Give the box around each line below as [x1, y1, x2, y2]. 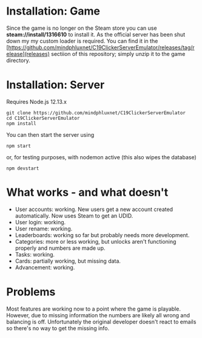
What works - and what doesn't [6, 185, 169, 199]
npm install [6, 120, 36, 126]
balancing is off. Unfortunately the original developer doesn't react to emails [6, 318, 197, 325]
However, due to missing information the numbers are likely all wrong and [6, 311, 190, 319]
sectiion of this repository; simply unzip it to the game [51, 50, 186, 57]
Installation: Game [6, 4, 100, 18]
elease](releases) [6, 50, 50, 57]
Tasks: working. [15, 250, 55, 258]
